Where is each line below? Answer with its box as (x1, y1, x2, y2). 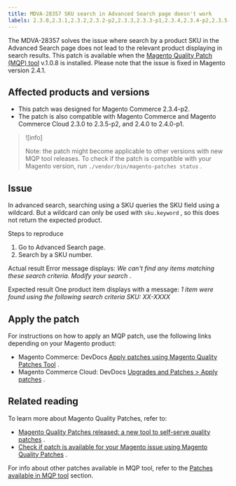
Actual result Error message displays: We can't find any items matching (8, 264, 215, 272)
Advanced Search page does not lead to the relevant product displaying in (8, 44, 223, 52)
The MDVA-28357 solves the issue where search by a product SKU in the (8, 36, 219, 44)
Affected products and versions (8, 86, 150, 98)
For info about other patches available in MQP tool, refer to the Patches (8, 464, 213, 472)
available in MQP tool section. (8, 471, 94, 480)
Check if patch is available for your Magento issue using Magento (18, 442, 208, 451)
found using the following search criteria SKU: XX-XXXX (8, 293, 171, 301)
